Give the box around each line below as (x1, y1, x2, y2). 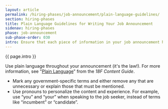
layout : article (5, 7, 39, 12)
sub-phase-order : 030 (5, 35, 50, 40)
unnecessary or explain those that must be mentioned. (12, 83, 125, 89)
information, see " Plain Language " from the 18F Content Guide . (5, 68, 135, 74)
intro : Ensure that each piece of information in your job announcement (5, 40, 160, 45)
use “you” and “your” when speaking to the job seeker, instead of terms (12, 94, 161, 100)
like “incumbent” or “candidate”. (12, 99, 78, 105)
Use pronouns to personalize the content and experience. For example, (12, 88, 159, 95)
